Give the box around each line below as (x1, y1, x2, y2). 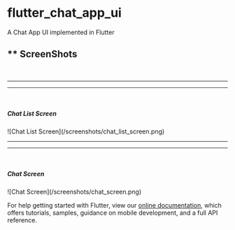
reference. (7, 215, 37, 224)
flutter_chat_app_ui (7, 5, 122, 21)
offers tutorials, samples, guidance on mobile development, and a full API (7, 208, 218, 217)
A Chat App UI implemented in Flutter (7, 28, 115, 36)
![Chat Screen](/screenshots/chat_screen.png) (7, 187, 142, 196)
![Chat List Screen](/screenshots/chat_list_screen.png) (7, 127, 165, 136)
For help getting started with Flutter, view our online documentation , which (7, 201, 222, 209)
